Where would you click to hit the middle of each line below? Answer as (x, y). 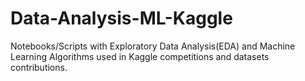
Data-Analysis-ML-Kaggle (121, 18)
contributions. (39, 67)
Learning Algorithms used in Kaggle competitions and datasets (140, 56)
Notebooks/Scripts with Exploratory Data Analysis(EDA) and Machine (153, 46)
